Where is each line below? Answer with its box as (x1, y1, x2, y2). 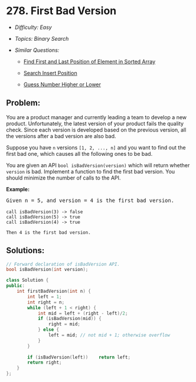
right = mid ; (48, 321, 81, 327)
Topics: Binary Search (14, 35, 69, 42)
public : (6, 283, 25, 289)
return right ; (27, 360, 62, 365)
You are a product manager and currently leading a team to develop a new (6, 113, 187, 120)
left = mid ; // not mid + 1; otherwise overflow (48, 332, 170, 338)
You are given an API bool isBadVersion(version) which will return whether (6, 161, 190, 169)
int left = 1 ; (27, 293, 62, 299)
